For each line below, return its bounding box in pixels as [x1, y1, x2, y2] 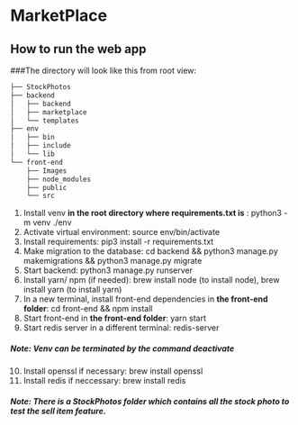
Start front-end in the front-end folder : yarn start [23, 312, 206, 324]
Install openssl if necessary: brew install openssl [23, 366, 203, 376]
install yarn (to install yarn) [23, 285, 122, 295]
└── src [26, 191, 55, 201]
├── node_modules [26, 175, 92, 184]
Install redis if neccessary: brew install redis [23, 375, 186, 386]
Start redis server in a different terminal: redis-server [23, 322, 220, 333]
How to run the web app [10, 41, 147, 57]
